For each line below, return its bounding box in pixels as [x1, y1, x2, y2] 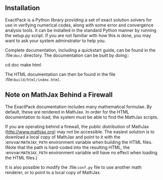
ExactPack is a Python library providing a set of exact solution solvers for [5, 17, 152, 22]
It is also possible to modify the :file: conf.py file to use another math [5, 164, 142, 170]
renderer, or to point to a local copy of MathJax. [5, 169, 101, 175]
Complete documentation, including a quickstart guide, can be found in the [5, 47, 156, 53]
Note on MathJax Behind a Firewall [5, 90, 113, 99]
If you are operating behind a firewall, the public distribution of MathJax [5, 123, 149, 129]
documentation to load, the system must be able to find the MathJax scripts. [5, 114, 159, 120]
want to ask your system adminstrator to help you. [5, 38, 106, 44]
